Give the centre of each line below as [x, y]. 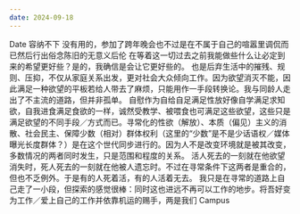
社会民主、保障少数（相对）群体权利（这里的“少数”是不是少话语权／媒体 [157, 133]
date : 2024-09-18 [42, 17]
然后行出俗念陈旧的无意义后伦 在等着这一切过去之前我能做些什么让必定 [147, 55]
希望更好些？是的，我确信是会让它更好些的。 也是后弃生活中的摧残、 [151, 66]
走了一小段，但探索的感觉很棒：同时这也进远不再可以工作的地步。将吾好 [150, 189]
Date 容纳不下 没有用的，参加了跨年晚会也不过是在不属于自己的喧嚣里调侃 [145, 44]
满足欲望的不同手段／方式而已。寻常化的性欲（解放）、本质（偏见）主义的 [144, 122]
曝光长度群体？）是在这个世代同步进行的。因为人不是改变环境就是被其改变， [150, 144]
